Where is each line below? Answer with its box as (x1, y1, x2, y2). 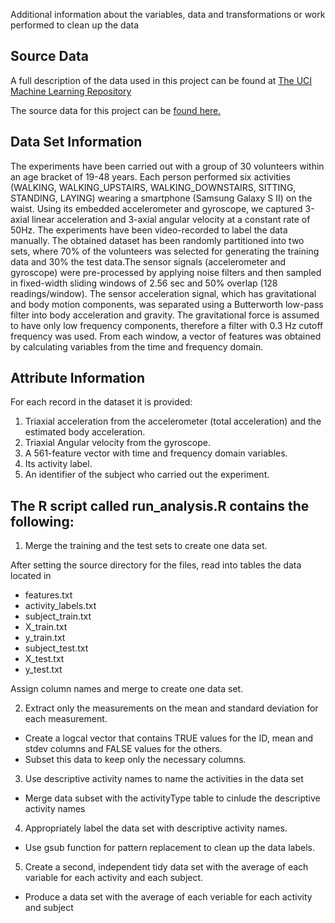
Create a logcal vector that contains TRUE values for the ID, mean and (24, 732, 313, 744)
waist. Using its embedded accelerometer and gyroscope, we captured (10, 202, 303, 214)
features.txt (24, 589, 73, 601)
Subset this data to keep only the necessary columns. (24, 754, 247, 766)
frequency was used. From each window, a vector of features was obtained (10, 330, 322, 342)
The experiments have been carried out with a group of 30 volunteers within (10, 160, 325, 172)
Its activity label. (24, 458, 93, 470)
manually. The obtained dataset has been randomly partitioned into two (10, 234, 305, 246)
